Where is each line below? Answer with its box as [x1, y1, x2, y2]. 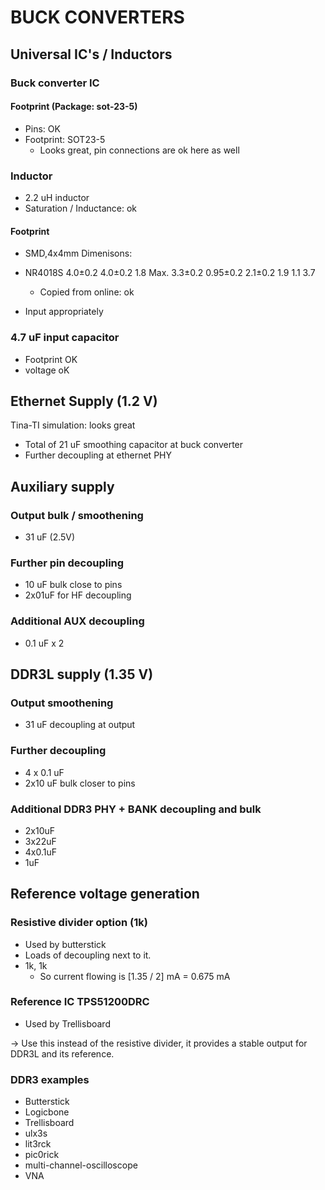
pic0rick [24, 1149, 60, 1161]
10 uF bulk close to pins [24, 579, 123, 591]
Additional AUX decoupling [10, 614, 145, 628]
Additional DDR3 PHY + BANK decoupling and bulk [10, 802, 262, 816]
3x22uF [24, 835, 57, 847]
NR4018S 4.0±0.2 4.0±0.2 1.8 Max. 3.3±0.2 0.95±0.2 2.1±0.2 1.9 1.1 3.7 [24, 267, 316, 279]
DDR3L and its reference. [10, 1047, 115, 1060]
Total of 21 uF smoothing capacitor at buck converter [24, 439, 244, 451]
